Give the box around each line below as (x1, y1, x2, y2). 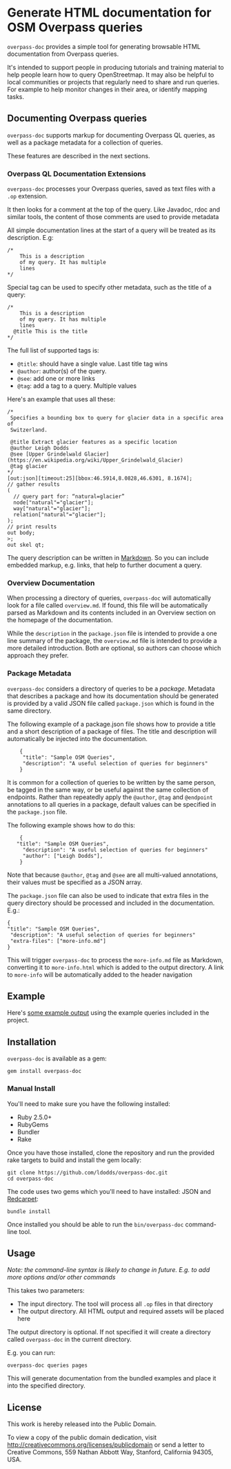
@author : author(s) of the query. (17, 367, 107, 375)
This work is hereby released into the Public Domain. (7, 1420, 157, 1428)
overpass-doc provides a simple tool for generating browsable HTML (7, 42, 201, 50)
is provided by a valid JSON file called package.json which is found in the (7, 699, 215, 707)
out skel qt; (7, 541, 45, 549)
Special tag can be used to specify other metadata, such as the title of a (7, 283, 212, 292)
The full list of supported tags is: (7, 346, 99, 355)
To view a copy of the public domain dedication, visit (7, 1433, 157, 1442)
